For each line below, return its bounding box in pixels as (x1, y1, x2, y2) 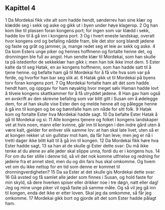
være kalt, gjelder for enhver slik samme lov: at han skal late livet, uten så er (5, 127, 159, 133)
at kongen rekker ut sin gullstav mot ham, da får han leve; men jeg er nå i (5, 132, 153, 138)
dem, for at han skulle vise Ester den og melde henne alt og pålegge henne (5, 101, 158, 106)
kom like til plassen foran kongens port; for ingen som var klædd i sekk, (5, 27, 150, 34)
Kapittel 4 (5, 4, 36, 12)
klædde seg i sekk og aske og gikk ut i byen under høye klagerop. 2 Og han (5, 22, 159, 28)
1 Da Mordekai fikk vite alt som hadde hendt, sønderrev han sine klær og (5, 17, 152, 23)
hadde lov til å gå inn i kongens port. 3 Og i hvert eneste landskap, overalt (5, 33, 155, 38)
